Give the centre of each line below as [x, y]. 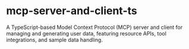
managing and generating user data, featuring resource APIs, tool [86, 33]
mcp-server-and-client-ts [72, 11]
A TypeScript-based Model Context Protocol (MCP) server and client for [94, 27]
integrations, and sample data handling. [54, 40]
